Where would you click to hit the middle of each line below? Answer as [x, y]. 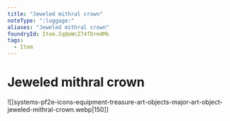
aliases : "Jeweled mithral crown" [59, 27]
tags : [15, 41]
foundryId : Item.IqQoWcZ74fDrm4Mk [59, 34]
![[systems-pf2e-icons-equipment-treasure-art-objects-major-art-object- [115, 102]
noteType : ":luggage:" [41, 21]
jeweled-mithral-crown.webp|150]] [58, 109]
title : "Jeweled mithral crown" [55, 14]
